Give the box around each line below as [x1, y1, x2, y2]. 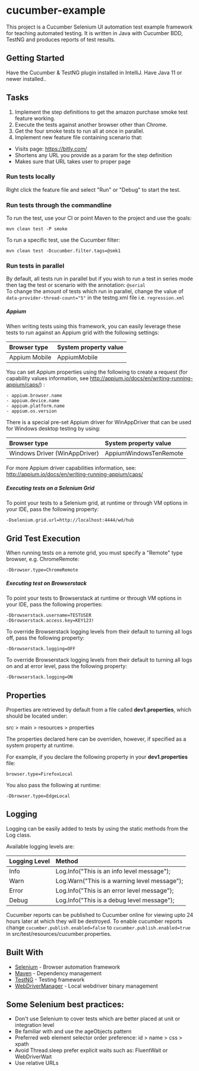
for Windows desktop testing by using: [6, 425, 101, 432]
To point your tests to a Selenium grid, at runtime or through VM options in [6, 499, 188, 506]
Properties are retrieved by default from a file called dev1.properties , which [6, 706, 192, 713]
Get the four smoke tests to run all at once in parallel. [14, 127, 144, 134]
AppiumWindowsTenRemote [105, 449, 184, 458]
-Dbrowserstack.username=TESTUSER [6, 612, 92, 619]
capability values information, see [6, 375, 89, 382]
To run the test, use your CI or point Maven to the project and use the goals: [6, 215, 192, 222]
